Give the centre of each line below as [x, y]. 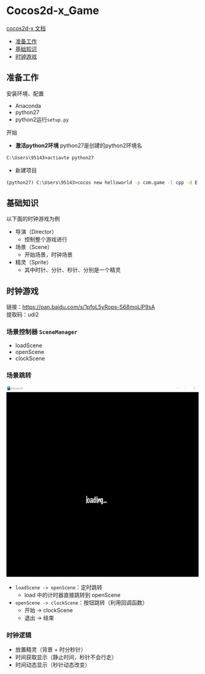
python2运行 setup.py [42, 119]
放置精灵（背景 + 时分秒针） [51, 650]
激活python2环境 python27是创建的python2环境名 [78, 145]
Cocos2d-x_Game [53, 11]
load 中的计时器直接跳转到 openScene [72, 595]
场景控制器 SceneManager [42, 332]
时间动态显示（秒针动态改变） [52, 665]
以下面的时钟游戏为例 [33, 219]
